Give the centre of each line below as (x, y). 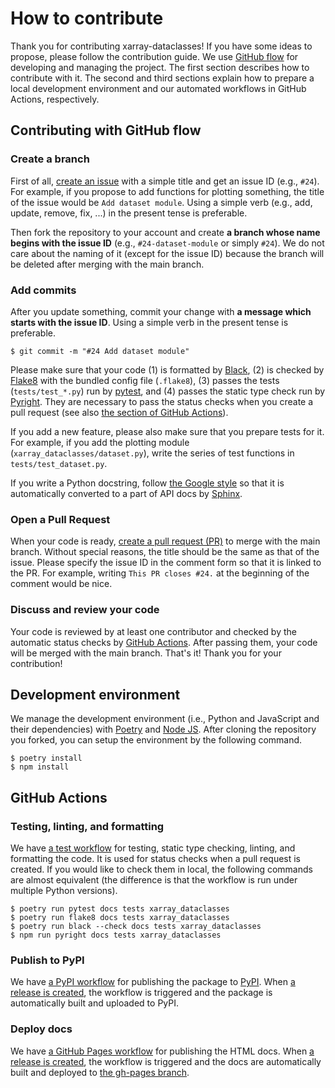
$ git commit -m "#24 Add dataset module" (100, 351)
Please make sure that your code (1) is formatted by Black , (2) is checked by (167, 369)
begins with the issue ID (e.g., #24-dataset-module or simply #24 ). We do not (167, 243)
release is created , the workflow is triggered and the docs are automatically (166, 1061)
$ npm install (40, 767)
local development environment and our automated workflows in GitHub (158, 88)
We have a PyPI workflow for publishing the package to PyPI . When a (153, 982)
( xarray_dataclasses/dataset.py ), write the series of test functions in (152, 453)
